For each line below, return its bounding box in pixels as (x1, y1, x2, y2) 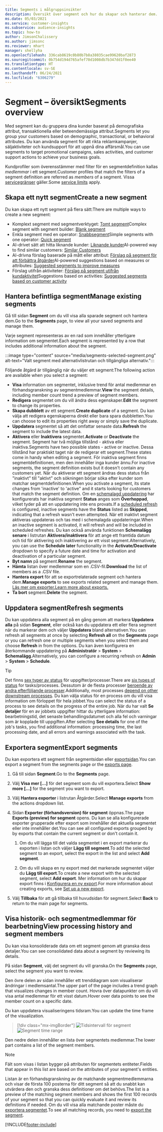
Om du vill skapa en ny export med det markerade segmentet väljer (19, 865, 155, 871)
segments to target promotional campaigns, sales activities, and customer (5, 149, 153, 154)
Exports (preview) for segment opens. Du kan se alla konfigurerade (12, 815, 149, 821)
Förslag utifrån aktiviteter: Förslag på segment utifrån (12, 267, 119, 274)
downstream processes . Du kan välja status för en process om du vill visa (5, 693, 153, 699)
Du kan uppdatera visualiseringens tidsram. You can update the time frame (5, 1007, 154, 1013)
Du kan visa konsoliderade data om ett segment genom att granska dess (5, 943, 150, 949)
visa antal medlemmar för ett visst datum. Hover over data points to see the (5, 993, 155, 999)
